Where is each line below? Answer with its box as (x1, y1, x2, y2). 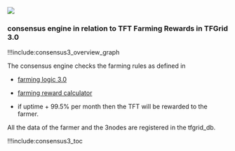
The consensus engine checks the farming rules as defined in (7, 62, 186, 70)
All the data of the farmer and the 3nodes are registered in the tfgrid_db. (7, 123, 216, 132)
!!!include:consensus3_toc (7, 137, 83, 145)
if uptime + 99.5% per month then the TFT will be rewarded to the (17, 102, 208, 111)
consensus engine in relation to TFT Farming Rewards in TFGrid (7, 23, 229, 33)
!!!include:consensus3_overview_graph (7, 48, 120, 57)
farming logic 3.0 (17, 75, 67, 84)
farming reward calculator (17, 89, 93, 97)
